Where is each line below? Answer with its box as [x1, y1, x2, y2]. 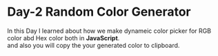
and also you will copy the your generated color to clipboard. [7, 41, 180, 49]
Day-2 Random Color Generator [7, 4, 191, 20]
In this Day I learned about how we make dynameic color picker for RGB [7, 27, 212, 35]
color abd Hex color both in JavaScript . [7, 33, 120, 42]
